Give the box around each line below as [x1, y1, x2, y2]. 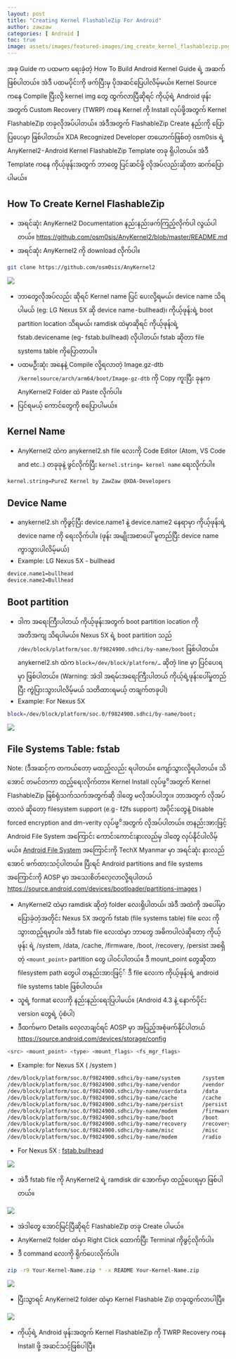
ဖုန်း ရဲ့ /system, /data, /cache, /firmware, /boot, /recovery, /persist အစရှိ [17, 941, 225, 950]
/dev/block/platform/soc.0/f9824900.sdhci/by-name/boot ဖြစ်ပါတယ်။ [17, 644, 219, 653]
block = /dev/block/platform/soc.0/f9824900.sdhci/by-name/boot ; [7, 710, 197, 718]
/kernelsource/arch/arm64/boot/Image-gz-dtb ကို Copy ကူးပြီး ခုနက [17, 374, 211, 382]
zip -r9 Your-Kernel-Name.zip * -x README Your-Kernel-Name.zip [7, 1267, 199, 1275]
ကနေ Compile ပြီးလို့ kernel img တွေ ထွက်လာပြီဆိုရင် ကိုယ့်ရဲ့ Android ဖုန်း [7, 92, 211, 100]
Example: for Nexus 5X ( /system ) [17, 1061, 117, 1070]
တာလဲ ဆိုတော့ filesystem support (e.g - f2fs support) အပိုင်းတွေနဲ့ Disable [7, 805, 214, 813]
